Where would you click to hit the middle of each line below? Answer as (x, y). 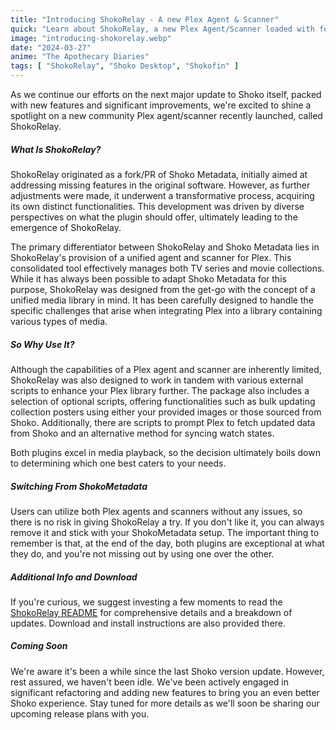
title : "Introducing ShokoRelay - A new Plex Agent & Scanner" (145, 19)
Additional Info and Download (74, 577)
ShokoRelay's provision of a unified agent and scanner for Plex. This (151, 257)
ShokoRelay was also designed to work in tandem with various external (157, 380)
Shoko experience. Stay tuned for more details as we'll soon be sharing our (165, 703)
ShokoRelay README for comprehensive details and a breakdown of (151, 612)
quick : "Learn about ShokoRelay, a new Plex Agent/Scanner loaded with (162, 29)
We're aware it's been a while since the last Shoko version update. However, (167, 671)
